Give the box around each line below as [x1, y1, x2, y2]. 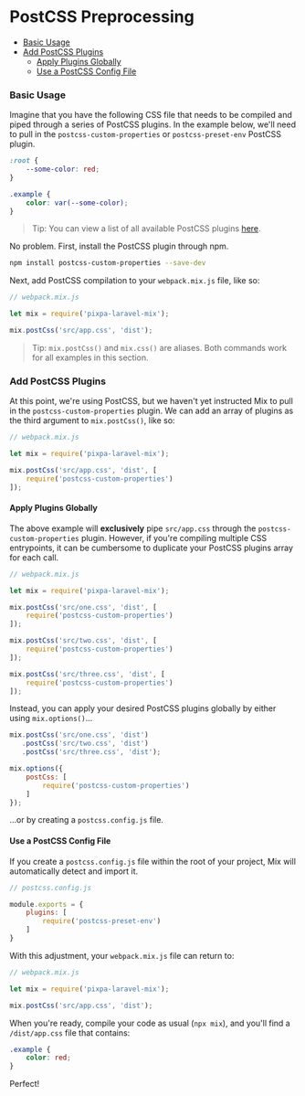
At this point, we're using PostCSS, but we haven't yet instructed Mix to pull [9, 396, 294, 407]
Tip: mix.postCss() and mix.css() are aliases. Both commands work [31, 342, 288, 353]
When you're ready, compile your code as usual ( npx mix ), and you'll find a [9, 1017, 290, 1028]
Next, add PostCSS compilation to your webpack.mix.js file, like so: [9, 275, 260, 286]
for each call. [9, 551, 59, 563]
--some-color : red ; [26, 165, 100, 175]
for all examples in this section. [31, 352, 149, 363]
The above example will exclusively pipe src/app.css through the [9, 523, 257, 534]
